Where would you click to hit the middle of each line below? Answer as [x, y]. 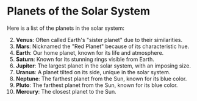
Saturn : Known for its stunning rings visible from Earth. [85, 59]
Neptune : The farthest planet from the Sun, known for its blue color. [101, 78]
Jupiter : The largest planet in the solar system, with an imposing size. [103, 66]
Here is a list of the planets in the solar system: [66, 28]
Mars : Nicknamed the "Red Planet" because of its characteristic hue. [102, 46]
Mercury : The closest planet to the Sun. [66, 91]
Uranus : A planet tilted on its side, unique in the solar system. [93, 72]
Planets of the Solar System [78, 11]
